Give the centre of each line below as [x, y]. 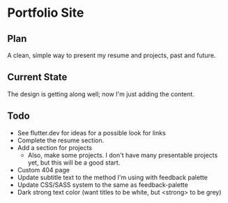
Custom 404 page [43, 170]
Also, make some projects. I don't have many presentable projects [123, 155]
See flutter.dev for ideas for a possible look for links [91, 133]
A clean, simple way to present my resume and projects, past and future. [112, 55]
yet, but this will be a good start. [74, 163]
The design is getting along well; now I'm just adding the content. [101, 94]
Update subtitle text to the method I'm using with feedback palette [112, 177]
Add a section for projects [55, 147]
